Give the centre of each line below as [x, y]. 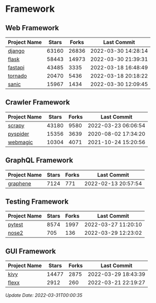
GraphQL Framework [39, 160]
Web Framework [32, 28]
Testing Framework [37, 202]
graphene [20, 184]
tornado [17, 76]
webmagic [21, 142]
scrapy [16, 125]
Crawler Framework [38, 102]
